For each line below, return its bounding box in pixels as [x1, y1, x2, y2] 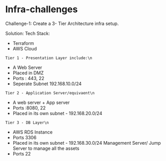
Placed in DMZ [12, 70, 44, 76]
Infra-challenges [5, 4, 78, 15]
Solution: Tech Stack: [5, 30, 50, 36]
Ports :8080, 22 [12, 104, 46, 111]
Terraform [12, 40, 34, 46]
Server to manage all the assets [12, 145, 80, 151]
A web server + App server [12, 99, 70, 105]
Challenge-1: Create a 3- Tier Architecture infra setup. [5, 20, 119, 26]
